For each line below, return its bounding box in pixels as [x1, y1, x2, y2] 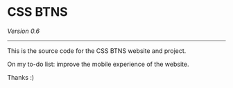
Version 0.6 [7, 27, 40, 35]
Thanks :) [7, 73, 35, 81]
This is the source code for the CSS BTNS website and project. [7, 46, 187, 55]
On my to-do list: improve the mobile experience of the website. [7, 60, 189, 68]
